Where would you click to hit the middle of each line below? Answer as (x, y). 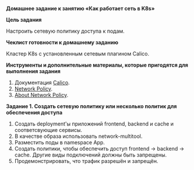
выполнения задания (33, 71)
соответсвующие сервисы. (48, 130)
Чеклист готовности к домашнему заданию (62, 42)
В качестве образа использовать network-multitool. (78, 136)
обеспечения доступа (34, 112)
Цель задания (24, 20)
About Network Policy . (41, 95)
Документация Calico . (42, 82)
